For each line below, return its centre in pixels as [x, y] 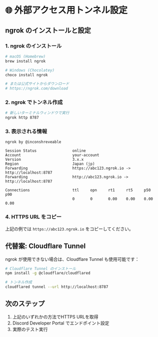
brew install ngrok [25, 61]
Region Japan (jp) [50, 164]
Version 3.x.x [44, 160]
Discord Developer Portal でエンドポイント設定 [61, 323]
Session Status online [45, 151]
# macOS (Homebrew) [25, 56]
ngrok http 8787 [22, 118]
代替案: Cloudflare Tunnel [45, 246]
